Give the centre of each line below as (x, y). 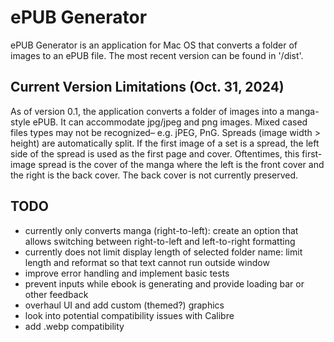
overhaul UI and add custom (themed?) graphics (124, 305)
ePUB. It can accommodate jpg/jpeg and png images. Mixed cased (170, 122)
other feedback (56, 294)
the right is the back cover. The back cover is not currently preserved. (154, 175)
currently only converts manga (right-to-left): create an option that (161, 230)
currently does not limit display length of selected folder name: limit (163, 252)
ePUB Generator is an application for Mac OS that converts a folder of (154, 45)
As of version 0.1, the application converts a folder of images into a (147, 111)
